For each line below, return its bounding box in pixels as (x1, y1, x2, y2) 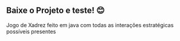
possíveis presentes (6, 28, 56, 35)
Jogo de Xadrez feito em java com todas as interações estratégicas (6, 21, 174, 28)
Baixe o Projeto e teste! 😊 (6, 5, 105, 16)
